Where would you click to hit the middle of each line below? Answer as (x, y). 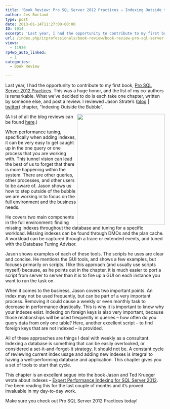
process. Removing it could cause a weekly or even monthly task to (75, 302)
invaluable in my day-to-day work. (41, 391)
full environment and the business (41, 202)
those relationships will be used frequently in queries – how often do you (81, 318)
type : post (17, 19)
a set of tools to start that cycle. (38, 365)
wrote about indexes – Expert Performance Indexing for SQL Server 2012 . (82, 380)
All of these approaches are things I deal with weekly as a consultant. (78, 338)
